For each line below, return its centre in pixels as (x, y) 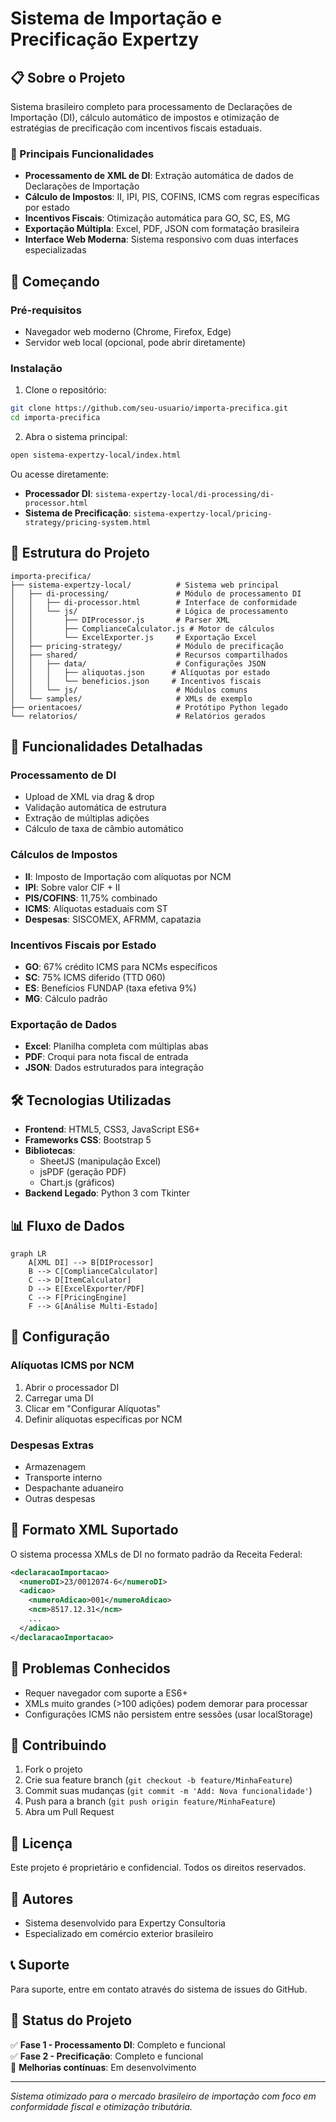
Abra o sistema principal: (76, 437)
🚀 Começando (55, 281)
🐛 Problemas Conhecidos (90, 1668)
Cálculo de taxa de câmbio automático (104, 829)
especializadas (55, 250)
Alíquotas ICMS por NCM (72, 1365)
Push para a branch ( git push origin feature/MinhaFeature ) (150, 1801)
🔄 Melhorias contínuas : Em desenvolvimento (103, 2067)
